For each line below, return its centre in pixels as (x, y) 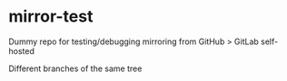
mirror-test (51, 17)
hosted (22, 50)
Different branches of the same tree (75, 68)
